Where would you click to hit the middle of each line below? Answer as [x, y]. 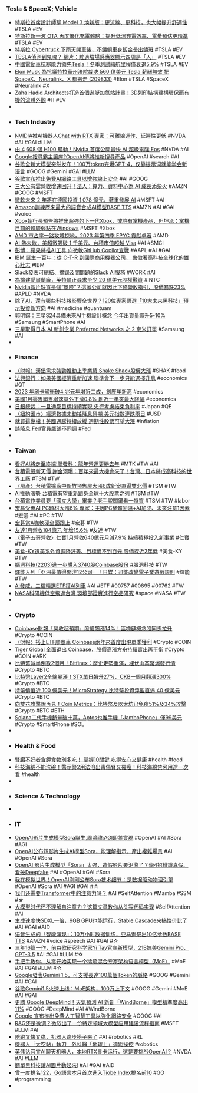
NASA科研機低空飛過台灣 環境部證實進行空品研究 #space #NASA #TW [100, 593]
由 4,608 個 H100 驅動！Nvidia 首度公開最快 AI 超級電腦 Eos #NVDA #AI [102, 149]
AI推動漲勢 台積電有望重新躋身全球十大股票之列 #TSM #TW [87, 493]
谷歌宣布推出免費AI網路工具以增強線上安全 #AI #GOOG [81, 179]
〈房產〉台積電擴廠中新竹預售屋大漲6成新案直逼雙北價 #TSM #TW [95, 486]
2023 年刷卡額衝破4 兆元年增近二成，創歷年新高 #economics [89, 391]
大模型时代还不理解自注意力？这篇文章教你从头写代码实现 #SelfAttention [102, 907]
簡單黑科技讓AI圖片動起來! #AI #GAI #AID [65, 1065]
